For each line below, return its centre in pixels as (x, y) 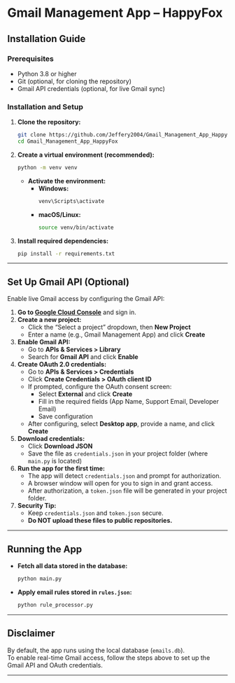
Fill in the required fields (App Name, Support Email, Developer (128, 402)
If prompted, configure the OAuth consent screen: (100, 387)
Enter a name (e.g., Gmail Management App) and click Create (116, 335)
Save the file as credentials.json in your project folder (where (118, 453)
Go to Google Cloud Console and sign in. (77, 312)
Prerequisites (30, 59)
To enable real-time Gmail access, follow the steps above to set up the (109, 657)
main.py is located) (55, 461)
